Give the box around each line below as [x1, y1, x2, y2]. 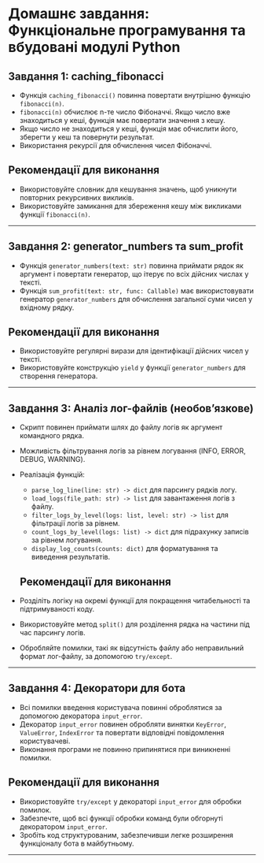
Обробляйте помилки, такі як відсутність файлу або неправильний [19, 643, 244, 653]
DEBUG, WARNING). [19, 455, 86, 464]
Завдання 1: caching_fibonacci [8, 69, 164, 83]
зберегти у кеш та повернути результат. [19, 132, 155, 142]
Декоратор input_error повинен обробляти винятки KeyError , [19, 719, 226, 729]
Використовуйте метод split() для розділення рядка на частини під [19, 619, 250, 629]
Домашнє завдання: [8, 5, 150, 23]
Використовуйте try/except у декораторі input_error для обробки [19, 797, 242, 806]
